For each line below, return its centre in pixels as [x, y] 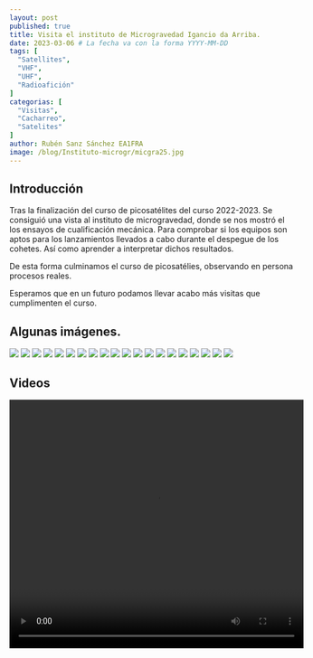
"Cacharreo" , [42, 118]
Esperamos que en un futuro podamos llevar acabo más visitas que [135, 294]
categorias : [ [36, 102]
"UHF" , [30, 77]
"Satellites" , [44, 60]
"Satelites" [40, 127]
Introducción [47, 189]
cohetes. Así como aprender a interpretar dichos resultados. [122, 249]
